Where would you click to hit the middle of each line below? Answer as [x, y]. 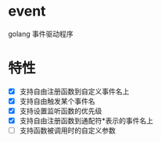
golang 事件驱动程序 [41, 34]
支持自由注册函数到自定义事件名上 [74, 91]
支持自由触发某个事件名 [57, 101]
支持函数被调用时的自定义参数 [67, 130]
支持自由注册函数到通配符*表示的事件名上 [86, 121]
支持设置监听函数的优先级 [61, 111]
